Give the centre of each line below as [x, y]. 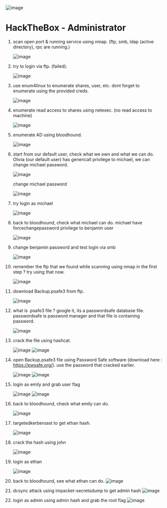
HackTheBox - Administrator [66, 28]
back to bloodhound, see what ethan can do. [59, 481]
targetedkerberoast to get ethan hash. [52, 423]
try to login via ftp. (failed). [40, 66]
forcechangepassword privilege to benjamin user [63, 228]
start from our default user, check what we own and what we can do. [83, 154]
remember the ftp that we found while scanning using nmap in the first [85, 266]
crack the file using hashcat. [42, 340]
